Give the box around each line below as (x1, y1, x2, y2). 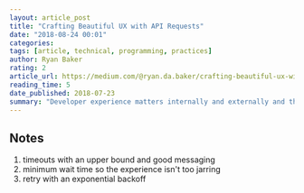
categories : (9, 38, 54, 48)
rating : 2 (9, 64, 47, 73)
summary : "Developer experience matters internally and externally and (9, 96, 285, 106)
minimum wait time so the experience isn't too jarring (22, 164, 221, 175)
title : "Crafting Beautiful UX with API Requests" (9, 22, 204, 31)
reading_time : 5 (9, 80, 71, 89)
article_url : (9, 72, 59, 81)
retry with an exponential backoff (22, 173, 147, 185)
